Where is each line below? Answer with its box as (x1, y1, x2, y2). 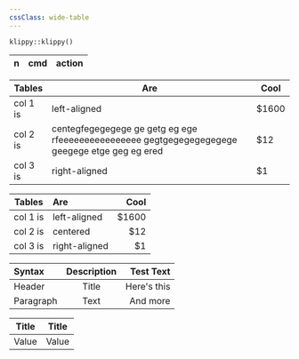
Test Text (130, 265, 171, 277)
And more (129, 294, 171, 307)
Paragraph (13, 294, 58, 307)
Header (13, 280, 45, 292)
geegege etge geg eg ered (52, 144, 164, 156)
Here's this (125, 280, 171, 292)
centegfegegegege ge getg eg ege (52, 122, 198, 134)
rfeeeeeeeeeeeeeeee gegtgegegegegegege (52, 133, 238, 146)
